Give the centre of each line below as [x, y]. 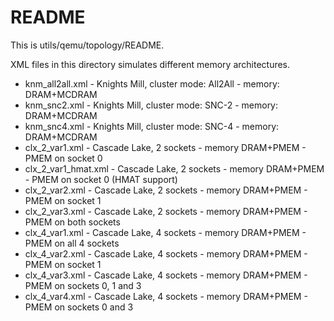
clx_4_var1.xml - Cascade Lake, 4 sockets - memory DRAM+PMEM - [165, 232]
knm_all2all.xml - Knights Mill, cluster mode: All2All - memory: [152, 83]
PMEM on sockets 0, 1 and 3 [83, 285]
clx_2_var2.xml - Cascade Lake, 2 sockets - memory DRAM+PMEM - [166, 190]
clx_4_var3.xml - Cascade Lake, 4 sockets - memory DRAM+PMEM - [166, 275]
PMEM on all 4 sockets [72, 243]
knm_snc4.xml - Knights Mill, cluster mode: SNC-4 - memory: [152, 126]
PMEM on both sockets [72, 222]
